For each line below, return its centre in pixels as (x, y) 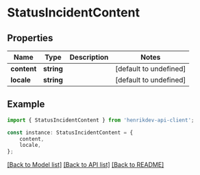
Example (26, 104)
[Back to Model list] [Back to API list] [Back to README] (86, 165)
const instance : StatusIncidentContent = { (70, 132)
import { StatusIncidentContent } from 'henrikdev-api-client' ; (101, 120)
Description (89, 57)
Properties (30, 38)
